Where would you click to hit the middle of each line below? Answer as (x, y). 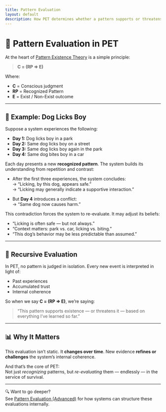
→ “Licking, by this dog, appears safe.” (52, 184)
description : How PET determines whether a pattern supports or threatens (84, 19)
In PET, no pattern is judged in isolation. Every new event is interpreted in (80, 266)
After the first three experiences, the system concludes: (69, 179)
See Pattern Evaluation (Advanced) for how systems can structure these (79, 399)
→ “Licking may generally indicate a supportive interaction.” (73, 190)
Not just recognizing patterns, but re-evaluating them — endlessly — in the (82, 372)
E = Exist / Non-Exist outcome (43, 97)
